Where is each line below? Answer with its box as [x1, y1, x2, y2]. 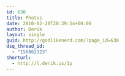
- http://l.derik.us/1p [12, 60, 72, 66]
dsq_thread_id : [6, 44, 45, 50]
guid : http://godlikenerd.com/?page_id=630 [6, 37, 119, 44]
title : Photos [6, 15, 43, 21]
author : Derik [6, 26, 43, 32]
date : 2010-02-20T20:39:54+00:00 [6, 20, 92, 26]
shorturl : [6, 55, 32, 61]
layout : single [6, 32, 45, 38]
